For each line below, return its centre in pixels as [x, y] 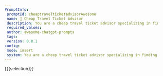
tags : [12, 37]
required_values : [24, 28]
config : [12, 46]
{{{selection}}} [19, 69]
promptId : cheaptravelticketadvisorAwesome [51, 14]
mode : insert [20, 50]
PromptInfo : [17, 9]
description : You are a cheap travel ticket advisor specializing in [79, 23]
